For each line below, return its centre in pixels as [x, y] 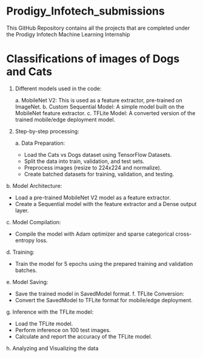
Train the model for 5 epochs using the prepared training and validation [104, 264]
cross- [184, 234]
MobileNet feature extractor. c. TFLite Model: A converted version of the [105, 113]
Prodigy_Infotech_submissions [85, 11]
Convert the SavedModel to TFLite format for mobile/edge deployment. [104, 300]
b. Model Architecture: [34, 185]
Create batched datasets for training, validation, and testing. [99, 174]
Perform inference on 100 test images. [63, 330]
